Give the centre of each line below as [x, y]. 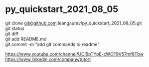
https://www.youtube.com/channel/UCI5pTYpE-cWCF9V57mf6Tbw [74, 54]
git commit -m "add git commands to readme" [52, 44]
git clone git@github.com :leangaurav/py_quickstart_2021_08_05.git [74, 23]
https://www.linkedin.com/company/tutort [48, 59]
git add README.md [26, 39]
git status [15, 28]
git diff [12, 33]
